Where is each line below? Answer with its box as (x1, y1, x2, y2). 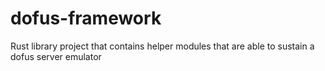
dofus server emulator (10, 50, 102, 62)
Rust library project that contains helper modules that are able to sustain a (10, 40, 315, 52)
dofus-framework (10, 7, 162, 30)
